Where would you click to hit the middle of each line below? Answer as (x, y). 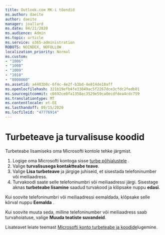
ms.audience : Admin (25, 33)
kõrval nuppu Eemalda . (30, 202)
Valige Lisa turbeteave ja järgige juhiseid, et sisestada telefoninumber (84, 171)
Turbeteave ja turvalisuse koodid (75, 137)
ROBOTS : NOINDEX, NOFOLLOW (33, 47)
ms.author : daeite (24, 15)
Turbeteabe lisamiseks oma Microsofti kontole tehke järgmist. (68, 151)
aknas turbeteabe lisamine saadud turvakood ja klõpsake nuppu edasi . (86, 187)
